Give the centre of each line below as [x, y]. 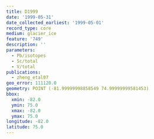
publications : [24, 72]
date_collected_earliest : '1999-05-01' [55, 22]
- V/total [23, 67]
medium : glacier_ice [32, 34]
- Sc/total [25, 61]
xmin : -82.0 [26, 99]
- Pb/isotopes [29, 56]
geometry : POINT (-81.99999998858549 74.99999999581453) [78, 89]
